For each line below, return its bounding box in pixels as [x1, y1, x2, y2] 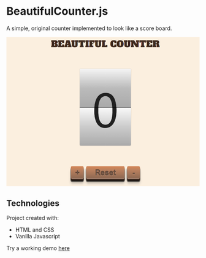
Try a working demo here [6, 245, 71, 252]
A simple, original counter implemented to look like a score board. [6, 25, 172, 32]
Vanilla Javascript [15, 233, 60, 240]
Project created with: [6, 214, 59, 222]
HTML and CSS [15, 226, 55, 233]
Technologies [6, 198, 60, 208]
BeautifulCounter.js [6, 4, 109, 18]
